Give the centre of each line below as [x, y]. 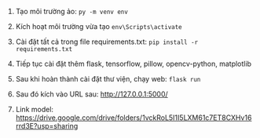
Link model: [34, 109]
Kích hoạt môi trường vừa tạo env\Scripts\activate [99, 26]
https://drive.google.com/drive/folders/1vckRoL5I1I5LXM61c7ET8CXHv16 [134, 118]
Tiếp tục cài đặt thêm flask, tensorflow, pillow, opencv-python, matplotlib [133, 64]
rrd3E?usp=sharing [47, 126]
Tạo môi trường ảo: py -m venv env [71, 11]
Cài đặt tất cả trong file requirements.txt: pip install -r [107, 42]
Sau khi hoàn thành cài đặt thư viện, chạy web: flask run [108, 79]
